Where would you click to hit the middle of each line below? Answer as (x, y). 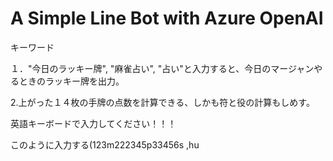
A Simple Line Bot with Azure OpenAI (167, 18)
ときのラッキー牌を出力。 (71, 81)
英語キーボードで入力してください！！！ (93, 123)
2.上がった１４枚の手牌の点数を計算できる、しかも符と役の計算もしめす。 (162, 102)
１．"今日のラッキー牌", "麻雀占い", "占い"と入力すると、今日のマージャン (162, 68)
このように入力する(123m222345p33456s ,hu (105, 144)
